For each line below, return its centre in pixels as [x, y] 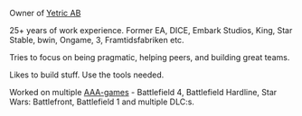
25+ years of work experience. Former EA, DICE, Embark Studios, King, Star [151, 30]
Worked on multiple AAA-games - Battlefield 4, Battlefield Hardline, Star [143, 92]
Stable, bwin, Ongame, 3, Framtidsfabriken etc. [97, 40]
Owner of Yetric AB [45, 13]
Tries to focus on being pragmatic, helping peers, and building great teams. [150, 57]
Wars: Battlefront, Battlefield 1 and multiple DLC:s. [102, 102]
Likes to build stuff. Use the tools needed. [87, 75]
